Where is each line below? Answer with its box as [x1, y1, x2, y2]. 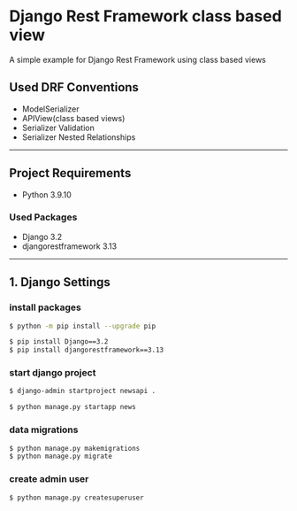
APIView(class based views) [21, 112, 126, 123]
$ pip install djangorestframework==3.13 [9, 345, 164, 355]
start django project [9, 367, 96, 379]
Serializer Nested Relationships [21, 131, 136, 143]
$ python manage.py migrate [9, 452, 113, 461]
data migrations [9, 423, 79, 436]
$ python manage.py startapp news [9, 403, 137, 412]
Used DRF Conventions [9, 80, 140, 95]
